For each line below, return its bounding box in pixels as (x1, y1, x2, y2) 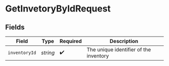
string (41, 49, 55, 56)
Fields (5, 23, 25, 31)
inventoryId (8, 50, 37, 55)
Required (59, 38, 82, 44)
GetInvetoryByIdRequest (5, 3, 111, 14)
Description (110, 38, 138, 44)
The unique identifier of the (87, 46, 151, 53)
